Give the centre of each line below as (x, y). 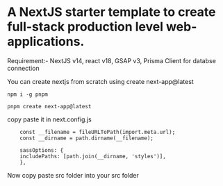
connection (23, 68)
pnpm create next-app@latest (49, 106)
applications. (46, 42)
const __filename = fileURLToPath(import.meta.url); (98, 132)
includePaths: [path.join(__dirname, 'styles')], (93, 156)
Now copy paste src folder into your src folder (73, 175)
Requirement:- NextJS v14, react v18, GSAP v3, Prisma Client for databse (112, 60)
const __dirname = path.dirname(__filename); (87, 138)
